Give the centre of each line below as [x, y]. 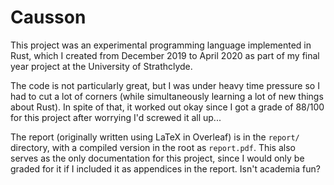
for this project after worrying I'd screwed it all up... [116, 117]
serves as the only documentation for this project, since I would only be [157, 158]
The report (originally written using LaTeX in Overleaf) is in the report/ [155, 137]
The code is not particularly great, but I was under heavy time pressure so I [165, 85]
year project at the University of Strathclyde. [101, 66]
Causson [48, 17]
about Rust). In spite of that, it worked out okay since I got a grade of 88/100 [167, 107]
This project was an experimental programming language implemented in [161, 45]
